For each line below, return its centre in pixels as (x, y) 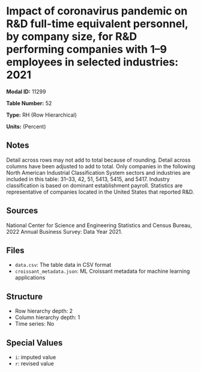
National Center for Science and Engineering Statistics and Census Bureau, (99, 225)
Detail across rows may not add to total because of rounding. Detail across (98, 160)
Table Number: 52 (29, 103)
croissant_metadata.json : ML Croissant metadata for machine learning (102, 271)
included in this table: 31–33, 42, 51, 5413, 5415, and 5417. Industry (88, 179)
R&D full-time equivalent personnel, (97, 24)
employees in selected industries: (92, 62)
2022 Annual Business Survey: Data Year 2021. (64, 231)
